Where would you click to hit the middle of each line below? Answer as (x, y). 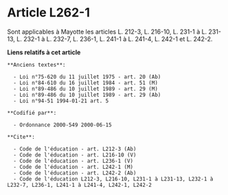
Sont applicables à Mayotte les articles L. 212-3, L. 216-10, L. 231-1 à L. (107, 32)
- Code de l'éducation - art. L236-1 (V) (73, 161)
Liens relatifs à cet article (44, 52)
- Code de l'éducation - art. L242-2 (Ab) (75, 173)
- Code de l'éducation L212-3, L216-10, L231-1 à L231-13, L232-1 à (113, 179)
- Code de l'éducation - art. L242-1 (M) (73, 167)
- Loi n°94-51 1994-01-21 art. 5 (61, 101)
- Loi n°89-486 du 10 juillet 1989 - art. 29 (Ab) (87, 95)
